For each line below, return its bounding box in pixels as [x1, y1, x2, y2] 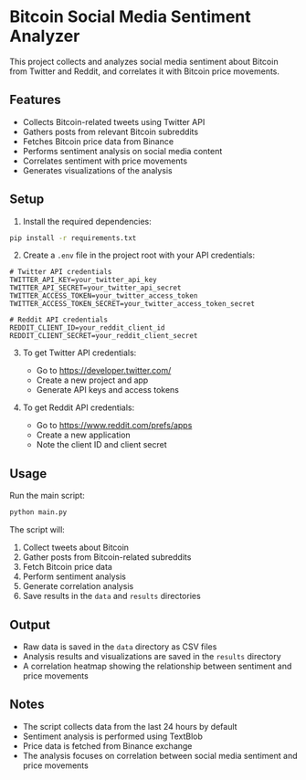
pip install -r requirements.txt [9, 233, 137, 243]
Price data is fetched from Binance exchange [22, 740, 193, 751]
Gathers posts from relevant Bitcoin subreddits [22, 126, 199, 137]
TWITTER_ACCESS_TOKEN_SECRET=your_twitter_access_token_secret [9, 300, 256, 309]
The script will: [9, 524, 66, 535]
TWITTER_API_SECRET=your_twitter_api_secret [9, 283, 182, 293]
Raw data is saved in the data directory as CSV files [22, 641, 217, 652]
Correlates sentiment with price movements [22, 155, 188, 166]
